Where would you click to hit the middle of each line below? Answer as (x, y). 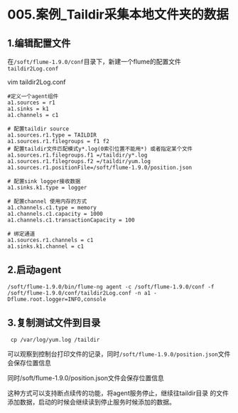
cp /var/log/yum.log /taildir (55, 340)
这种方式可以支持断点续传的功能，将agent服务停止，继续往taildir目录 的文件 (118, 393)
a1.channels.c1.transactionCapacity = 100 (71, 220)
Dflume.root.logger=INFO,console (57, 299)
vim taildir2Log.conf (37, 82)
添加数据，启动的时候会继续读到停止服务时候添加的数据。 (91, 402)
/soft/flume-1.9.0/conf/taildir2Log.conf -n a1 (79, 293)
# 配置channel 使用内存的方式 (47, 202)
